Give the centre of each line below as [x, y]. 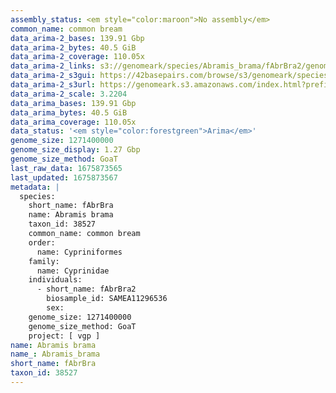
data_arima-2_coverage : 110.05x [77, 57]
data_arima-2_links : [53, 66]
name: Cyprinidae [73, 271]
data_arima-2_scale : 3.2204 [69, 94]
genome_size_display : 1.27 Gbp [75, 150]
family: [44, 261]
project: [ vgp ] [64, 336]
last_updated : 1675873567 [64, 177]
